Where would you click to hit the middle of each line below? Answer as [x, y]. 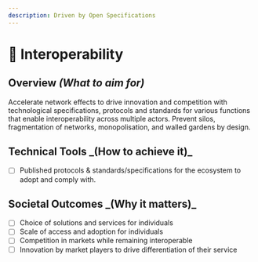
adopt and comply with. [58, 179]
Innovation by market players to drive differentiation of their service [128, 249]
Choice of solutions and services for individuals [96, 223]
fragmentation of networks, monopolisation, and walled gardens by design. [129, 127]
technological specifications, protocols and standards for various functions [129, 110]
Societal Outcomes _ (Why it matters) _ [102, 204]
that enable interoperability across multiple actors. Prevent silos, [112, 118]
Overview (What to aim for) [76, 83]
